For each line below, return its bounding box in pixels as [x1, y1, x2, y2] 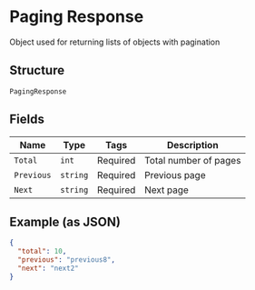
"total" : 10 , [17, 247, 67, 256]
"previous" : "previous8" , [17, 255, 116, 265]
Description [166, 138, 220, 151]
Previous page [144, 168, 206, 181]
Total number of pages [144, 154, 241, 166]
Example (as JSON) [9, 214, 121, 229]
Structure [9, 63, 65, 78]
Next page [144, 184, 189, 196]
